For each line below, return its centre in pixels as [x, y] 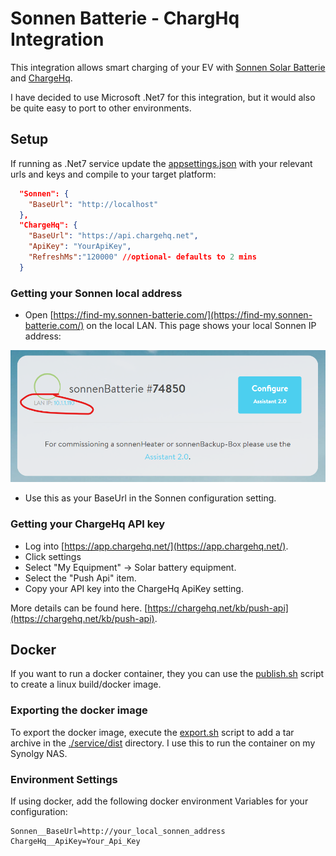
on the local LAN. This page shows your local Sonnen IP [201, 326]
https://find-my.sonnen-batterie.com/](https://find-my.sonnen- [183, 315]
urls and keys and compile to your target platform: [113, 174]
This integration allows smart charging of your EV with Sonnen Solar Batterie [168, 67]
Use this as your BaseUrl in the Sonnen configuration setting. [150, 498]
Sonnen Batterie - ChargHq [125, 18]
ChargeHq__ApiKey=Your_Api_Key [75, 842]
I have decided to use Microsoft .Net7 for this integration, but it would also [163, 97]
